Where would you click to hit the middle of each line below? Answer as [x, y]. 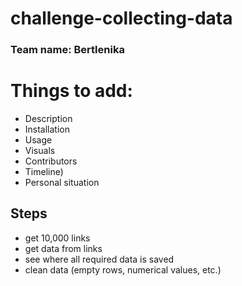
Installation [47, 129]
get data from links [63, 248]
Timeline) [44, 172]
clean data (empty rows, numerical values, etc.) [123, 269]
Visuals [40, 151]
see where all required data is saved [99, 259]
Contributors [51, 161]
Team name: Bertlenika [67, 50]
